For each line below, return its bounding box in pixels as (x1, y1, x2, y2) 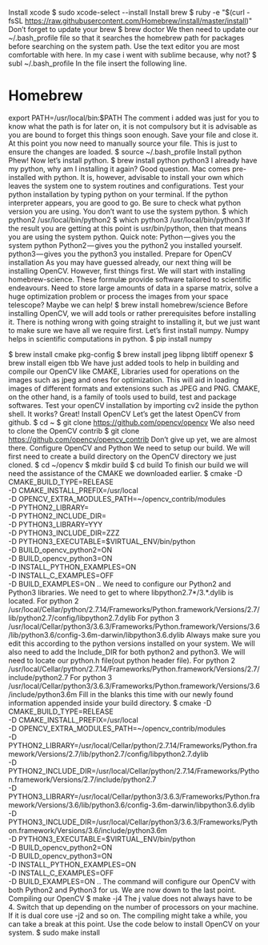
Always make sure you (186, 630, 261, 639)
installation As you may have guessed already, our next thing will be (8, 257, 232, 267)
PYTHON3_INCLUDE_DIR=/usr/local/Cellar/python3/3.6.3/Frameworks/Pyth (8, 817, 258, 827)
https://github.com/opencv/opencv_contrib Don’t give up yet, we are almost (8, 434, 258, 444)
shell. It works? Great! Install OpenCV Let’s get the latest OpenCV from (8, 409, 241, 418)
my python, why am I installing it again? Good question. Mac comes (8, 164, 230, 174)
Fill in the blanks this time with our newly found (78, 689, 234, 699)
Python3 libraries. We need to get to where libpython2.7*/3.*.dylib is (8, 587, 234, 597)
